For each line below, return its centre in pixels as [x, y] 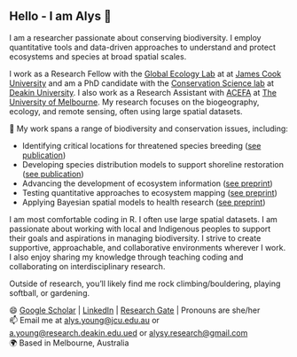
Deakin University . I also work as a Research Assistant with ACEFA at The [143, 92]
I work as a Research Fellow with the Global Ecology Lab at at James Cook [145, 74]
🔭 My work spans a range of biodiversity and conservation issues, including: [148, 128]
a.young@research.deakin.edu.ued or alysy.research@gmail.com [129, 332]
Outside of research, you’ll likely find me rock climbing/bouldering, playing [145, 283]
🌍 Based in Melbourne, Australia [69, 343]
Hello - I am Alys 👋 [61, 16]
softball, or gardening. [50, 292]
